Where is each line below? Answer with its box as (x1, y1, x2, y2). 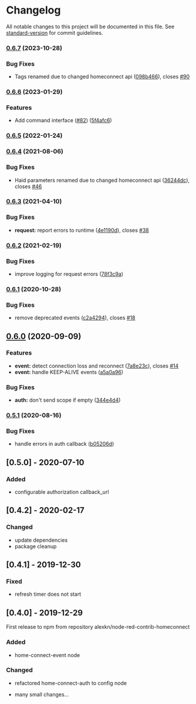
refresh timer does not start (14, 590, 82, 598)
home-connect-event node (14, 651, 80, 659)
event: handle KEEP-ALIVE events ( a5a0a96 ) (14, 368, 124, 375)
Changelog (6, 4, 61, 17)
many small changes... (14, 690, 69, 698)
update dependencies (14, 536, 68, 543)
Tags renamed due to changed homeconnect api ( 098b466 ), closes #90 (14, 73, 190, 80)
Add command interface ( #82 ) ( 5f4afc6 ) (14, 117, 113, 124)
